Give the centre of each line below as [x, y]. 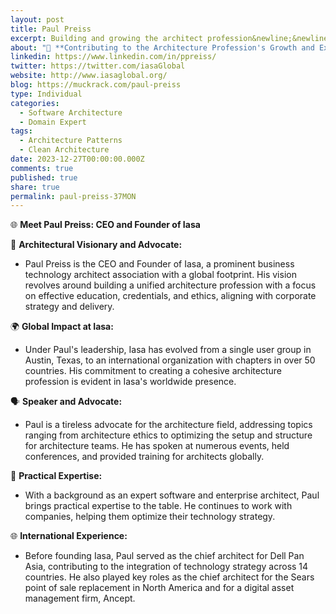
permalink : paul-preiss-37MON [73, 196]
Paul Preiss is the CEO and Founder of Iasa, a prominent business [159, 264]
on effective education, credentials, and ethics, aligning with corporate [170, 296]
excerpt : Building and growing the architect [106, 38]
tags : [21, 131]
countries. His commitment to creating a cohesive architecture [153, 371]
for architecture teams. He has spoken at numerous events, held [157, 446]
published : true [44, 177]
